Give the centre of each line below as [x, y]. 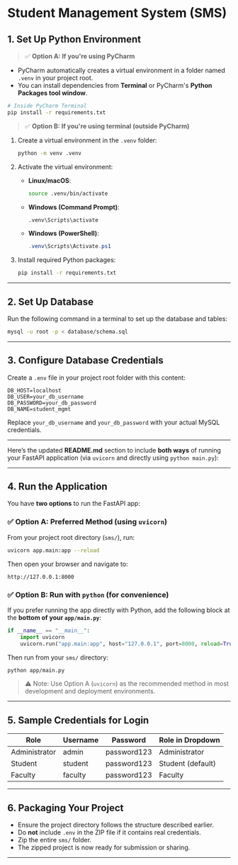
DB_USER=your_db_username [45, 397]
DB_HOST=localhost [34, 390]
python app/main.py [36, 670]
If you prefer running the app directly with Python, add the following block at [119, 610]
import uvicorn [42, 637]
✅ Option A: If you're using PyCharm [80, 56]
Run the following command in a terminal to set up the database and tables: [118, 318]
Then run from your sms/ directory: [58, 657]
